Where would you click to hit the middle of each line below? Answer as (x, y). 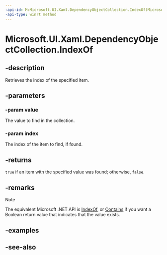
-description (25, 68)
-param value (22, 110)
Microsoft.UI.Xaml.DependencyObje (82, 39)
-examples (22, 230)
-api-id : (14, 10)
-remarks (20, 188)
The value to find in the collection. (40, 121)
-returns (18, 160)
